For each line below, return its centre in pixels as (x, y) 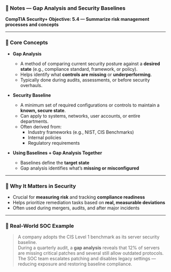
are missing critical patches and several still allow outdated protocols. (91, 253)
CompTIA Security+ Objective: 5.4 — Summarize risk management (77, 19)
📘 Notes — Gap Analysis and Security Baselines (65, 8)
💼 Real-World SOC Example (40, 226)
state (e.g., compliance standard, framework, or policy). (79, 69)
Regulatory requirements (54, 143)
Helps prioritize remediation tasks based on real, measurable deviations (89, 202)
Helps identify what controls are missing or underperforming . (86, 74)
